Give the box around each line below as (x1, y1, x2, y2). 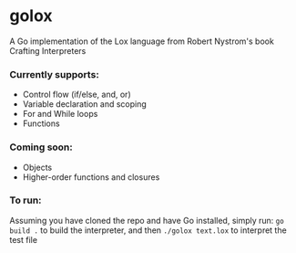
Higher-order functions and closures (22, 171, 160, 183)
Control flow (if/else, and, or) (22, 89, 131, 100)
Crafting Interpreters (9, 45, 87, 56)
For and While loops (22, 109, 98, 120)
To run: (9, 194, 43, 206)
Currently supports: (9, 68, 100, 80)
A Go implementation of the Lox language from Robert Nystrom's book (9, 36, 275, 47)
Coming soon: (9, 141, 73, 153)
